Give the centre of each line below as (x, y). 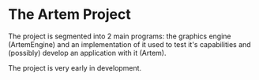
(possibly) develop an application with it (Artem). (87, 53)
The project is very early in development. (75, 67)
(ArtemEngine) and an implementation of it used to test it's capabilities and (129, 44)
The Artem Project (70, 15)
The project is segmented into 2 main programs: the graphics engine (120, 36)
